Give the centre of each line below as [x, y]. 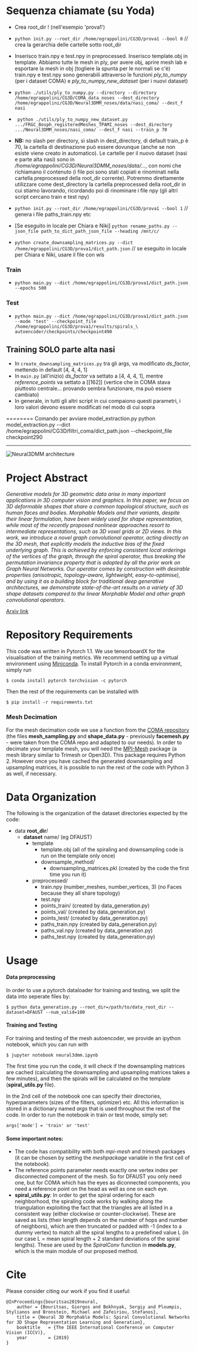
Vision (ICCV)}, [26, 1333]
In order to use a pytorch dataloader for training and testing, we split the [93, 990]
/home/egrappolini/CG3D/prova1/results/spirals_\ [77, 327]
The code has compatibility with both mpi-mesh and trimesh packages [100, 1152]
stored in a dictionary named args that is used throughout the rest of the [93, 1109]
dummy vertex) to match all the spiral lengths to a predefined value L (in [101, 1233]
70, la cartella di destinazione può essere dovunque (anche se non [95, 147]
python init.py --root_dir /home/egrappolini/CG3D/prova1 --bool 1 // [101, 208]
